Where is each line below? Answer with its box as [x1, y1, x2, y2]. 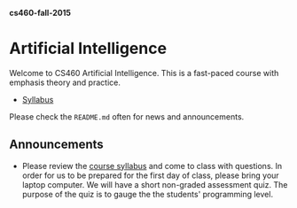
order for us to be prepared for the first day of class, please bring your [21, 170, 279, 181]
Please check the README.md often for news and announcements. [9, 111, 245, 122]
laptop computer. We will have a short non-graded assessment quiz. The [21, 179, 288, 189]
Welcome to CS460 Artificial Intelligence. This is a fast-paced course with [9, 67, 279, 78]
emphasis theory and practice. [9, 77, 121, 88]
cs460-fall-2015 [9, 8, 71, 18]
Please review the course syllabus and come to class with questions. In [21, 160, 283, 171]
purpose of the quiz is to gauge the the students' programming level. [21, 189, 273, 199]
